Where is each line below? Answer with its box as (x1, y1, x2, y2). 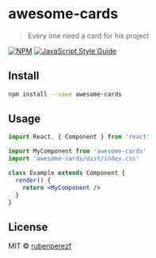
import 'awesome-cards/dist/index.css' (8, 155, 140, 163)
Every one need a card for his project (27, 31, 149, 40)
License (8, 220, 48, 233)
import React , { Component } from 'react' (8, 133, 150, 141)
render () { (15, 176, 51, 184)
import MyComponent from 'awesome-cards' (8, 147, 147, 155)
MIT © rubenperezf (8, 241, 72, 251)
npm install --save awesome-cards (8, 90, 123, 98)
